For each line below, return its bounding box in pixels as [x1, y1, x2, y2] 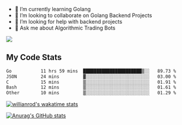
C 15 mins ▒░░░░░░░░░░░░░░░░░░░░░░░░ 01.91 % [6, 79, 177, 85]
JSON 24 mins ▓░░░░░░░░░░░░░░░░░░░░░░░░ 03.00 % [6, 74, 177, 80]
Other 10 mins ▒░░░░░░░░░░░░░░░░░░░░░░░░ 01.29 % [6, 90, 177, 96]
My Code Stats [6, 52, 62, 63]
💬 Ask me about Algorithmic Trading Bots [14, 24, 116, 31]
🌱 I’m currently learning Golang [14, 6, 91, 12]
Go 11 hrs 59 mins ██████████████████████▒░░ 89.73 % [6, 68, 177, 74]
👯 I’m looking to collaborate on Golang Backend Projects [14, 12, 152, 19]
